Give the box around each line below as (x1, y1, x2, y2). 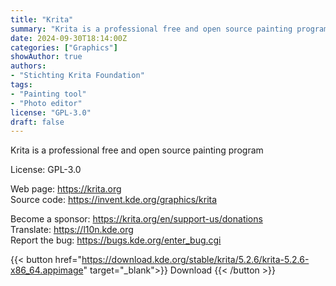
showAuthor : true (10, 52, 83, 62)
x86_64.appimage (10, 264, 84, 276)
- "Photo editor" (10, 98, 83, 108)
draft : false (10, 117, 65, 127)
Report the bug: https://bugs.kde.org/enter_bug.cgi (10, 234, 222, 246)
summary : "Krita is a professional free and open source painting (10, 24, 293, 34)
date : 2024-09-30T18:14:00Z (10, 33, 128, 43)
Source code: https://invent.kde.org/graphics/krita (10, 194, 218, 206)
